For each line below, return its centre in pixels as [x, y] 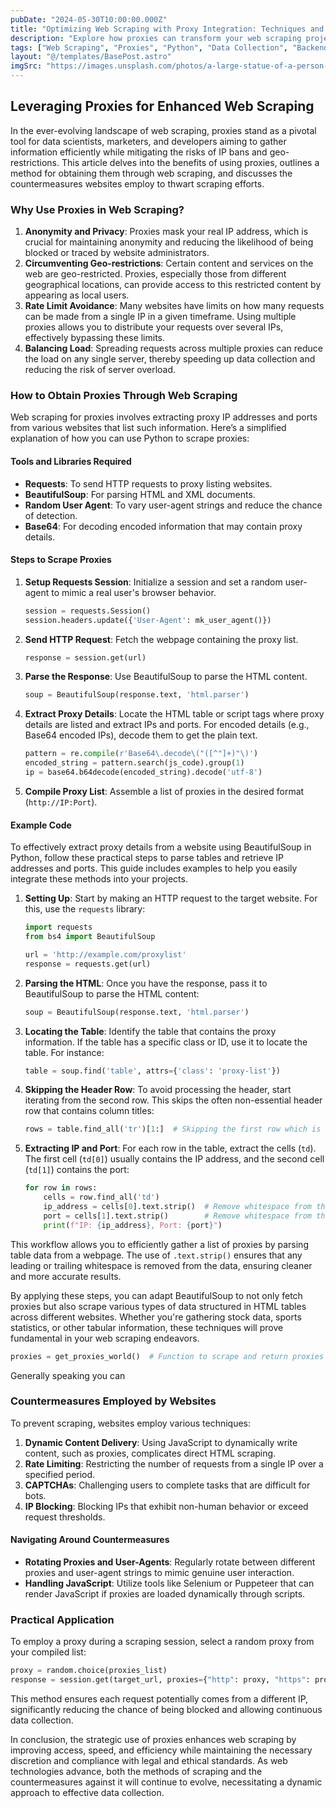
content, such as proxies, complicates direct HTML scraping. [150, 1453]
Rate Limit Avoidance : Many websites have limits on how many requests [174, 306]
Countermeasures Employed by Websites [113, 1401]
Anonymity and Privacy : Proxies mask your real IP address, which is [166, 232]
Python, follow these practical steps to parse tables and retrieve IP [147, 858]
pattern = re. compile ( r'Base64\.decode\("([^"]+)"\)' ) [141, 754]
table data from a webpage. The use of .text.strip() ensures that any [156, 1255]
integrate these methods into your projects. [99, 879]
